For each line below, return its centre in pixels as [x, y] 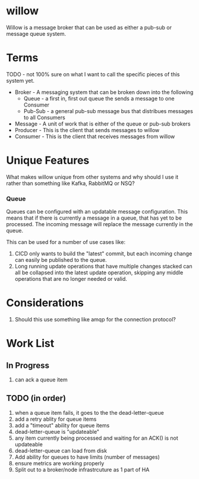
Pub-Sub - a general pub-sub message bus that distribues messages [108, 111]
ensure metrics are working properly [59, 463]
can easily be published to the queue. [61, 260]
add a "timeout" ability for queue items [62, 425]
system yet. [20, 80]
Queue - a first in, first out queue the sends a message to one [99, 98]
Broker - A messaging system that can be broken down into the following [104, 92]
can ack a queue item [41, 380]
